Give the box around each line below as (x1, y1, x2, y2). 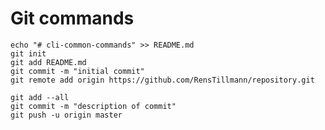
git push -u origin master (10, 110, 123, 120)
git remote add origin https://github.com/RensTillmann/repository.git (10, 75, 315, 85)
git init (10, 48, 47, 59)
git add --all (10, 92, 70, 102)
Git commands (10, 7, 135, 30)
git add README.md (10, 57, 87, 67)
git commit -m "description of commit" (10, 101, 177, 111)
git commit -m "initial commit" (10, 66, 145, 76)
